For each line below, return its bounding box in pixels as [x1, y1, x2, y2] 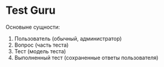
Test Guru [5, 4, 56, 17]
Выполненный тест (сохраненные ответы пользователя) [14, 54, 159, 61]
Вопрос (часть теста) [14, 41, 69, 48]
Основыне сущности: [5, 23, 60, 31]
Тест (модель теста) [14, 47, 66, 54]
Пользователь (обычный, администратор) [14, 35, 122, 42]
